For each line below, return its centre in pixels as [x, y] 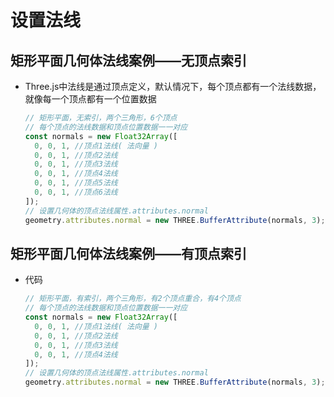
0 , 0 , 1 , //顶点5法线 [76, 183]
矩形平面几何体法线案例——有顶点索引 [128, 253]
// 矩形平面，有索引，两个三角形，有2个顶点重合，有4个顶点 [133, 299]
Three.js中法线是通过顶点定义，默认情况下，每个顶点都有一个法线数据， [173, 86]
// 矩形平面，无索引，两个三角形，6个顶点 [101, 118]
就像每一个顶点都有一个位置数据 [90, 99]
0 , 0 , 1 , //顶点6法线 [76, 192]
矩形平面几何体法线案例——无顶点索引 [128, 60]
